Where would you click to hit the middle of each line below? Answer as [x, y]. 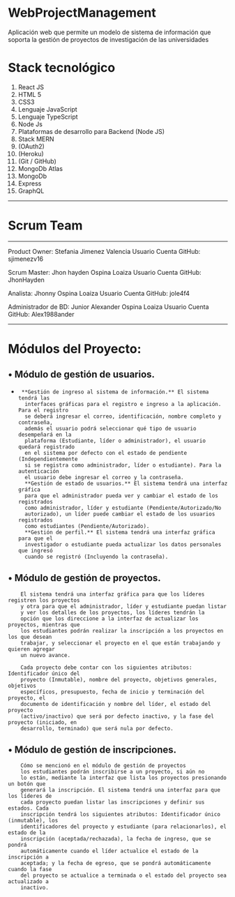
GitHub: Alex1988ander [41, 314]
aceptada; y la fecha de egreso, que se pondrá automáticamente [116, 864]
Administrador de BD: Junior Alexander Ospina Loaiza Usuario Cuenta [108, 307]
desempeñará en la [45, 435]
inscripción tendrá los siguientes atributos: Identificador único [120, 815]
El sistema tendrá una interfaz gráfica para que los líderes [113, 594]
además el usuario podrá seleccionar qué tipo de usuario [111, 428]
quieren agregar [31, 649]
